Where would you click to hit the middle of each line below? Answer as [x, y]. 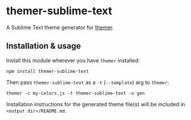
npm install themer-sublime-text [48, 71]
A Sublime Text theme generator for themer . [60, 27]
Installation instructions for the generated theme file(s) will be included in [96, 104]
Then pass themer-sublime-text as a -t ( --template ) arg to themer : [88, 82]
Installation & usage [44, 46]
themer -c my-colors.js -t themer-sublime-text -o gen [76, 93]
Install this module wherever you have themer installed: [73, 60]
